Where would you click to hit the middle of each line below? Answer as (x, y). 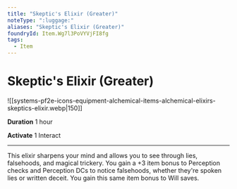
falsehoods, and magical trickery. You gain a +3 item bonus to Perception (114, 163)
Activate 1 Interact (34, 135)
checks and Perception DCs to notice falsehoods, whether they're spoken (115, 170)
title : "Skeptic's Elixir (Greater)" (63, 14)
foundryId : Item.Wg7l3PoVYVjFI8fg (58, 33)
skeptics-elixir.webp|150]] (45, 108)
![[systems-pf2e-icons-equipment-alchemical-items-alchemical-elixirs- (112, 100)
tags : (15, 40)
